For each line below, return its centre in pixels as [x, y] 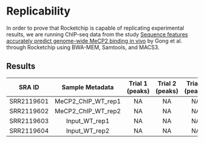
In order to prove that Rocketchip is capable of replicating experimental [95, 28]
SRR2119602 [29, 111]
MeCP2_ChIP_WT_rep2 [88, 111]
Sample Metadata [88, 87]
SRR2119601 [29, 101]
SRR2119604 [29, 130]
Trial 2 [167, 83]
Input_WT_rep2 [88, 130]
